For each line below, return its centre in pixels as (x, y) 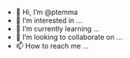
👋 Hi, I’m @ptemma (47, 12)
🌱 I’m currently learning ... (58, 29)
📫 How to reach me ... (52, 46)
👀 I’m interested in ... (49, 20)
